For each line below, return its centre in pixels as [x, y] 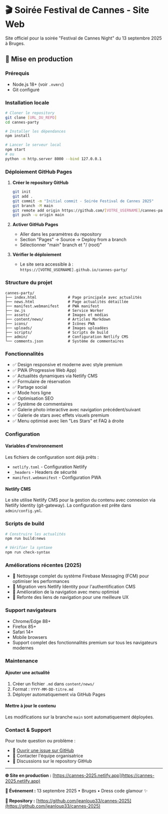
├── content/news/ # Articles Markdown [58, 319]
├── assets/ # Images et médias [57, 315]
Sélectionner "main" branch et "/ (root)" [61, 245]
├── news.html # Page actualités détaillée [67, 302]
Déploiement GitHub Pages [39, 172]
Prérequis [17, 74]
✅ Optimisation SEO [33, 398]
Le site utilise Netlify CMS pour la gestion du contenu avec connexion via [80, 500]
